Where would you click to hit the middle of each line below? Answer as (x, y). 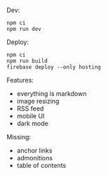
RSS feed (30, 108)
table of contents (41, 165)
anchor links (34, 150)
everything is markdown (52, 93)
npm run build (27, 61)
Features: (20, 80)
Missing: (19, 137)
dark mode (32, 123)
